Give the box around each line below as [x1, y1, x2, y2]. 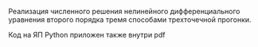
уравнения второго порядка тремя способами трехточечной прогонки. [8, 15, 252, 24]
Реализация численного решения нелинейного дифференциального [8, 7, 240, 16]
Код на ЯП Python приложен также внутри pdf [8, 31, 166, 39]
